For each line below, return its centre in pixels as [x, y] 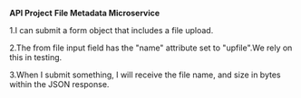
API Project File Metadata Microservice [85, 13]
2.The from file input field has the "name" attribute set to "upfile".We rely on [151, 48]
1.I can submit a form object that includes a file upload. [112, 30]
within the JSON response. [59, 84]
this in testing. [36, 57]
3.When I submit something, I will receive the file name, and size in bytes [145, 75]
